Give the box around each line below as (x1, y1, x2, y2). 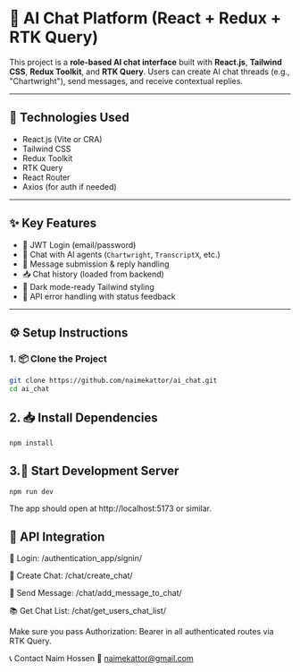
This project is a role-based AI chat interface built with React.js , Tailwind (9, 56, 283, 67)
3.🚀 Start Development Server (9, 464, 179, 479)
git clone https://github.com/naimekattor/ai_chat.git (9, 376, 218, 386)
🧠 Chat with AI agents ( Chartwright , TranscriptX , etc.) (21, 249, 221, 259)
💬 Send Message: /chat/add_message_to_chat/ (9, 588, 183, 599)
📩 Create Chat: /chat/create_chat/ (9, 570, 133, 581)
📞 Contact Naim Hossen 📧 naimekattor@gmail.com (9, 653, 194, 664)
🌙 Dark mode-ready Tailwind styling (21, 281, 154, 292)
